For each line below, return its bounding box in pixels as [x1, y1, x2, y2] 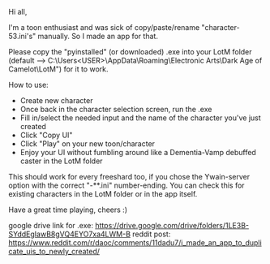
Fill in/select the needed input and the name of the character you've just [19, 113, 261, 123]
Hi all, [8, 7, 28, 16]
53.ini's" [8, 32, 36, 41]
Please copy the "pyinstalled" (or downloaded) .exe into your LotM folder [8, 47, 253, 56]
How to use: [8, 80, 49, 89]
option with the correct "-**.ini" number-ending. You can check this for [8, 180, 245, 190]
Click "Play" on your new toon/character [19, 139, 156, 149]
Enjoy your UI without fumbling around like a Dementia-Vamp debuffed [19, 148, 257, 157]
